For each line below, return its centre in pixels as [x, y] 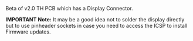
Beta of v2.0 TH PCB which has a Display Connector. [69, 8]
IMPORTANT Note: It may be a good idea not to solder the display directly [95, 19]
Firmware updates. [28, 32]
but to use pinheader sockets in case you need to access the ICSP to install [97, 26]
